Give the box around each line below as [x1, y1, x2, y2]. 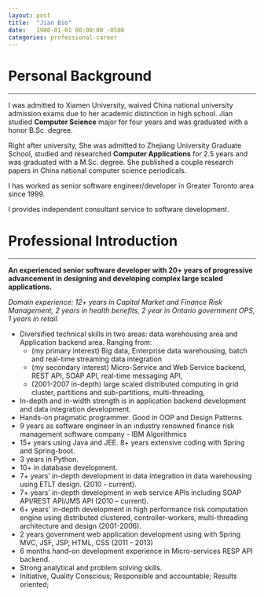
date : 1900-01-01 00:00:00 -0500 [8, 26, 125, 34]
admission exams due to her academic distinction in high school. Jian [8, 109, 233, 119]
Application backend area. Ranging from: [19, 338, 152, 347]
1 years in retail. [8, 314, 60, 324]
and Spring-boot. [19, 446, 76, 456]
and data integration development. [19, 405, 131, 414]
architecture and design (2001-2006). [19, 522, 141, 531]
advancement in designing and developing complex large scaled [8, 274, 223, 284]
